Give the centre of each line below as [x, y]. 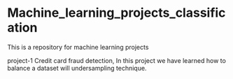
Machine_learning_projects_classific [116, 13]
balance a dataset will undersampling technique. [77, 68]
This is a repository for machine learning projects [78, 47]
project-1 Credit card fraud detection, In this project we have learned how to [116, 60]
